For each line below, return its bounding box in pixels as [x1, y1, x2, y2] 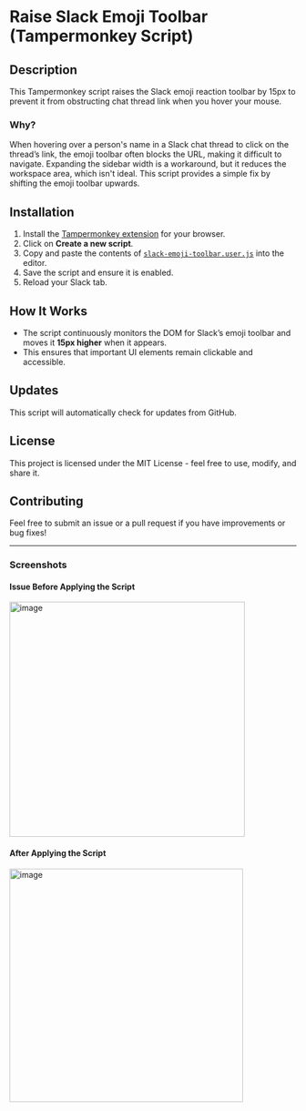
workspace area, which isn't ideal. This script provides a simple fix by [9, 168, 271, 179]
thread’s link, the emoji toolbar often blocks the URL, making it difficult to [9, 148, 282, 160]
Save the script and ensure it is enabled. [22, 267, 174, 279]
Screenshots [9, 558, 67, 571]
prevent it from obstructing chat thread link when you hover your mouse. [9, 96, 282, 107]
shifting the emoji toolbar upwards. [9, 178, 140, 189]
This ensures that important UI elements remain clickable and [22, 346, 253, 357]
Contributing [9, 494, 84, 509]
